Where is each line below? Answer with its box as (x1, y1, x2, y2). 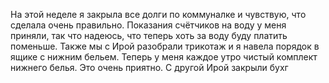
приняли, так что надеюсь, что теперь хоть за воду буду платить (10, 30, 288, 41)
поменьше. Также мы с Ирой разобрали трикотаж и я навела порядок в (10, 40, 320, 52)
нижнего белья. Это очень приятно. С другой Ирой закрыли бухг (10, 62, 289, 73)
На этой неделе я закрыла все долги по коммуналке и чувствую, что (10, 9, 307, 20)
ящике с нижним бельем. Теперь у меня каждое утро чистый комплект (10, 51, 318, 63)
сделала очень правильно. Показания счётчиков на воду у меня (10, 19, 287, 31)
